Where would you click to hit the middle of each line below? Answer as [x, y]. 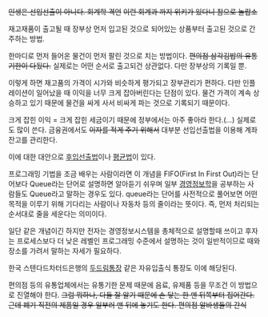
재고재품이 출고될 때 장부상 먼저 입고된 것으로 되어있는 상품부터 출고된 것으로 [128, 29]
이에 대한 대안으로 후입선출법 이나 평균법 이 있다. [82, 157]
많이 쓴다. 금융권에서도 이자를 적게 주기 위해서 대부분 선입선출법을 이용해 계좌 [137, 130]
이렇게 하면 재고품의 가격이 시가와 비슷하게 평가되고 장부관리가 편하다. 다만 [125, 83]
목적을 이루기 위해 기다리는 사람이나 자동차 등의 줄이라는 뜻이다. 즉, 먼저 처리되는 [134, 204]
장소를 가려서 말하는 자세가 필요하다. [65, 251]
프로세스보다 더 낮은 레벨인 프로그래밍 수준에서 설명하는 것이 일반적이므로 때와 [138, 241]
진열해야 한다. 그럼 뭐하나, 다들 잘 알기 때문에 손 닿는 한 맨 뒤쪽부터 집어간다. [136, 295]
